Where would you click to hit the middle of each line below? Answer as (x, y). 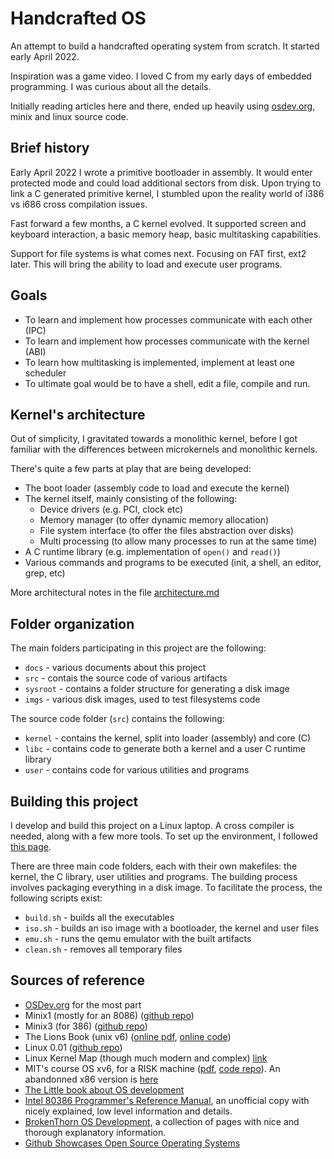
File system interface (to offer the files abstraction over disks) (167, 531)
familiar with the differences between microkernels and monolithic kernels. (164, 449)
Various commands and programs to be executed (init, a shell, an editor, (173, 563)
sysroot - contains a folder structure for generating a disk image (157, 689)
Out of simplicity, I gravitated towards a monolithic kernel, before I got (154, 439)
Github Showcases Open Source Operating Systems (132, 1143)
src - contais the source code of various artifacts (126, 678)
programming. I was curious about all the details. (111, 86)
